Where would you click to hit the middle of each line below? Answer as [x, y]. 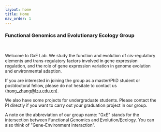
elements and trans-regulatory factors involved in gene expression [71, 61]
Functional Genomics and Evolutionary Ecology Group [70, 35]
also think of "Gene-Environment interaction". [50, 125]
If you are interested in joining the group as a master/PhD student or [73, 80]
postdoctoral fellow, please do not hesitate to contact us [61, 85]
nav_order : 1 [18, 18]
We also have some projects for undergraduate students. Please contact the [81, 100]
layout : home [18, 9]
